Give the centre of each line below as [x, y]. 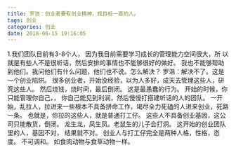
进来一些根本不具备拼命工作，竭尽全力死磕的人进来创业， [133, 106]
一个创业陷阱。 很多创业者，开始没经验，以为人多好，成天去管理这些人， [113, 81]
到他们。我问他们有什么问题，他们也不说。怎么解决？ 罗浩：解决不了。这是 [116, 71]
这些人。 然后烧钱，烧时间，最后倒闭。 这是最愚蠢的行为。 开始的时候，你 [120, 89]
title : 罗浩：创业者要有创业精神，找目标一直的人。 [73, 14]
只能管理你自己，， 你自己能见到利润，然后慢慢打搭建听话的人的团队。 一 [112, 98]
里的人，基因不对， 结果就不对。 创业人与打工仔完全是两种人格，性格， [111, 133]
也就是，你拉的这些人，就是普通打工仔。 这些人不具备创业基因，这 [123, 116]
